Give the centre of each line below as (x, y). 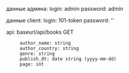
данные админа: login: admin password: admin (65, 9)
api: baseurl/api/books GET (40, 32)
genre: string (37, 54)
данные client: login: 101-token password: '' (60, 20)
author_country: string (49, 48)
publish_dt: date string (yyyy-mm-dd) (68, 59)
